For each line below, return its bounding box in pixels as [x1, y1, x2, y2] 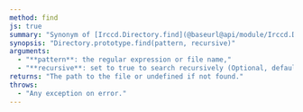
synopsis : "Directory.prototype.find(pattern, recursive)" [9, 38, 236, 48]
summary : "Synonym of [9, 30, 91, 39]
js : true [9, 22, 42, 31]
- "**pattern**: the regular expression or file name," [17, 55, 232, 64]
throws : [9, 80, 39, 89]
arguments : [9, 47, 50, 56]
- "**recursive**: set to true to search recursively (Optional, [17, 64, 269, 73]
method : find [9, 13, 59, 23]
